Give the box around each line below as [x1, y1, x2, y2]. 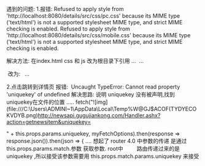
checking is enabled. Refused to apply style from [6, 25, 131, 32]
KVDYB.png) [6, 112, 38, 119]
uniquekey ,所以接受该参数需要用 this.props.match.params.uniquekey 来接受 [6, 153, 199, 160]
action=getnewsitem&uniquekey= [6, 118, 91, 125]
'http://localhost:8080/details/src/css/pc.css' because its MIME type [6, 12, 180, 20]
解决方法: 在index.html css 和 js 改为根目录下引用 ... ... [6, 57, 144, 64]
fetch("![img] [75, 98, 108, 106]
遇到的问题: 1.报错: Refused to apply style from [6, 5, 124, 12]
